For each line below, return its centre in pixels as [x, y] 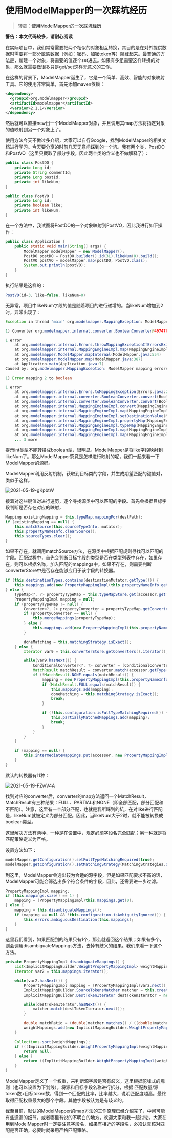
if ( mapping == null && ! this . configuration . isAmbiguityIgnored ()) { [90, 915]
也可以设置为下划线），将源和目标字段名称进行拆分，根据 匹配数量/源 [86, 1087]
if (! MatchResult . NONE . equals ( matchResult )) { [83, 675]
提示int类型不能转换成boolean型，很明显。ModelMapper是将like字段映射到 [84, 450]
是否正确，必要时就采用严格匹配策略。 [50, 1130]
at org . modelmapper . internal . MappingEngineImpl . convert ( [77, 406]
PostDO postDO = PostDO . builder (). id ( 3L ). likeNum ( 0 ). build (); [91, 256]
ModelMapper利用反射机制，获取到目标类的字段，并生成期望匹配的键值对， [85, 474]
